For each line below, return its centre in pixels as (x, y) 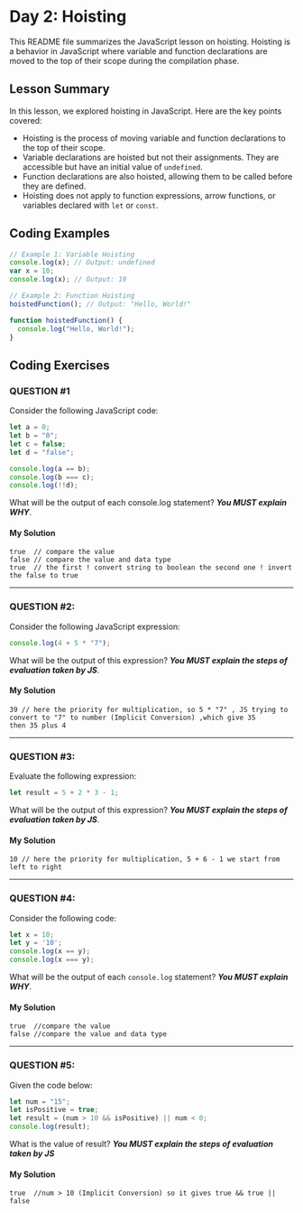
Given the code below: (51, 1085)
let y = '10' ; (36, 943)
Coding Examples (60, 233)
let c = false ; (38, 444)
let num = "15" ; (40, 1102)
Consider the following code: (63, 918)
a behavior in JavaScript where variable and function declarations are (138, 51)
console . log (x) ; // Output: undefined (82, 263)
